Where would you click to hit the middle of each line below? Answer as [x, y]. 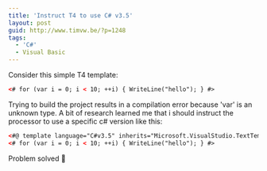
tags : [17, 38]
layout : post [30, 23]
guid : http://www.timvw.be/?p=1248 [67, 30]
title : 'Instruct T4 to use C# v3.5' [71, 15]
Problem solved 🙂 [37, 158]
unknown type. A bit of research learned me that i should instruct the [121, 112]
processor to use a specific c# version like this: [85, 121]
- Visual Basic [41, 52]
